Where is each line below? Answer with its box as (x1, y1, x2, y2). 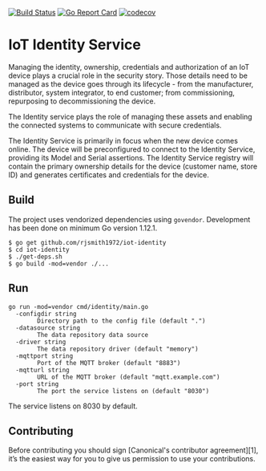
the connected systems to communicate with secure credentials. (8, 120, 222, 130)
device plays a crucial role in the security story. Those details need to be (8, 71, 248, 80)
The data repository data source (37, 331, 149, 339)
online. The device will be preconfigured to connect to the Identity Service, (8, 144, 256, 154)
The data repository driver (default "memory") (37, 345, 199, 353)
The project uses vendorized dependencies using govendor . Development (8, 214, 251, 224)
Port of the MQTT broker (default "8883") (37, 359, 181, 367)
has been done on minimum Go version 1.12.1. (8, 223, 158, 233)
